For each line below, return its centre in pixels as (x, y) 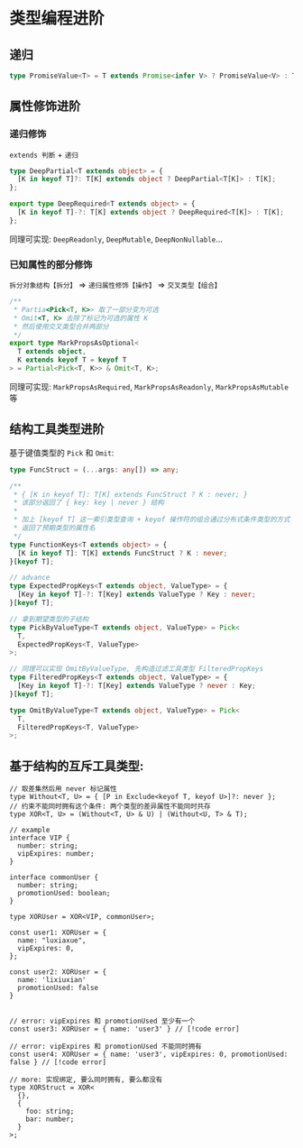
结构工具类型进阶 (57, 429)
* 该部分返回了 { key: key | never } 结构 (89, 503)
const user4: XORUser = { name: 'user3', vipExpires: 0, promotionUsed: (149, 1055)
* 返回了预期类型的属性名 (55, 528)
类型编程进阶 (57, 18)
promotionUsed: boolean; (64, 894)
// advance (30, 578)
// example (30, 831)
